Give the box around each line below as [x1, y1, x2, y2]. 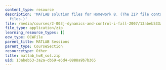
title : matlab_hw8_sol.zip [5, 53, 61, 58]
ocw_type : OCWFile [5, 35, 43, 40]
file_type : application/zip [5, 26, 63, 31]
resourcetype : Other [5, 48, 48, 53]
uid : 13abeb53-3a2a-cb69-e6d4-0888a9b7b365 [5, 58, 96, 63]
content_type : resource [5, 7, 54, 12]
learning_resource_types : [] [5, 30, 65, 35]
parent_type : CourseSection [5, 44, 63, 49]
